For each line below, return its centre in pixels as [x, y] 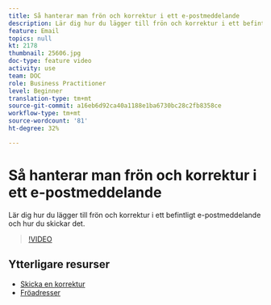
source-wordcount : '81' [48, 121]
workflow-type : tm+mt [45, 114]
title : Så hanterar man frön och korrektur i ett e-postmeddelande [124, 16]
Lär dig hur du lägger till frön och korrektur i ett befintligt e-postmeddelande [135, 215]
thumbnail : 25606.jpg [45, 53]
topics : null [30, 38]
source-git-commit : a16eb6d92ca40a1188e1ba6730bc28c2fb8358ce [115, 106]
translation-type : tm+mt [50, 98]
